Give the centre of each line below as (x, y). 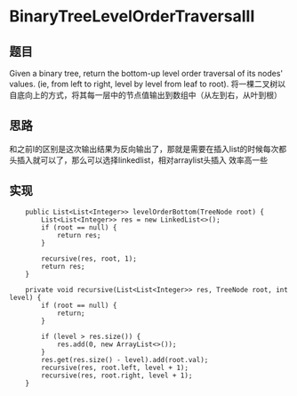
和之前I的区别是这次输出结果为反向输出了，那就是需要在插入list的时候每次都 (148, 149)
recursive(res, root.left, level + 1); (115, 368)
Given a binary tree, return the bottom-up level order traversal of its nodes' (146, 73)
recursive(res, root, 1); (89, 259)
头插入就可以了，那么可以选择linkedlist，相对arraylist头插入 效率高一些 (139, 160)
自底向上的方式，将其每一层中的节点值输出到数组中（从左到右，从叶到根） (145, 95)
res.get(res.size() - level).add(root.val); (125, 360)
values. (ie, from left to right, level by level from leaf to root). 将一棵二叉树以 (148, 84)
